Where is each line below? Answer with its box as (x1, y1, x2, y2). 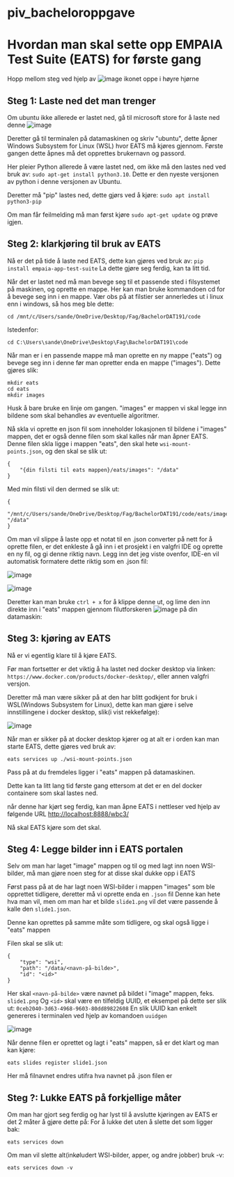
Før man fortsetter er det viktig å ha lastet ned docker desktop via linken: (7, 664, 216, 673)
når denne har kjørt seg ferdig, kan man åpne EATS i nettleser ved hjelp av (7, 802, 221, 810)
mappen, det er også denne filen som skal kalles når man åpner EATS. (7, 432, 208, 440)
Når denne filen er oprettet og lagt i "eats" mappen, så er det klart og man (7, 1038, 219, 1047)
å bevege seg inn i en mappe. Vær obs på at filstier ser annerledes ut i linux (7, 292, 224, 300)
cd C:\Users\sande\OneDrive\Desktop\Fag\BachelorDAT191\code (7, 339, 189, 346)
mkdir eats (7, 379, 39, 386)
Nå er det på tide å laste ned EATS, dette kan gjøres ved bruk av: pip (7, 256, 204, 265)
